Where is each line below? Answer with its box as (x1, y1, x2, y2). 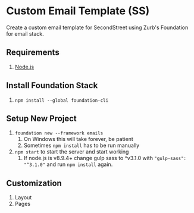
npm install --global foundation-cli (14, 97, 109, 104)
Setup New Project (6, 113, 77, 123)
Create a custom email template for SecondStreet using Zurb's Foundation (6, 24, 189, 31)
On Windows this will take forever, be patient (23, 136, 134, 143)
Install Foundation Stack (6, 80, 98, 90)
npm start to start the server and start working (14, 148, 129, 155)
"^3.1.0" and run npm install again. (23, 161, 113, 168)
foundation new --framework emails (14, 130, 104, 136)
